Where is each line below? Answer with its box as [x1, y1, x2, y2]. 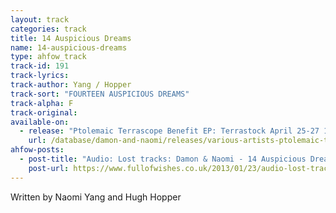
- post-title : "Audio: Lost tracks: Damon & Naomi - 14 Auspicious [19, 154, 307, 164]
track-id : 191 [10, 61, 70, 71]
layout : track [10, 14, 70, 25]
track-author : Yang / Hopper [10, 80, 132, 90]
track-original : [10, 107, 78, 118]
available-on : [10, 117, 70, 127]
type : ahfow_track [10, 52, 87, 62]
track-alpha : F [10, 98, 74, 108]
